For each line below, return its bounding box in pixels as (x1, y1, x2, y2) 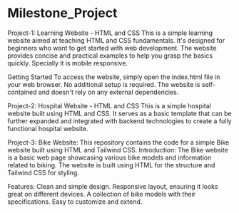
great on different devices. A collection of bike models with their (7, 189, 196, 198)
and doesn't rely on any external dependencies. (38, 88, 179, 96)
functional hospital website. (7, 124, 88, 133)
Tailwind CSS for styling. (7, 168, 80, 177)
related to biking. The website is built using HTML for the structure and (7, 160, 215, 169)
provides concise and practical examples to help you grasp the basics (7, 51, 213, 60)
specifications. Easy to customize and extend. (7, 197, 143, 206)
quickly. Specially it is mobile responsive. (7, 58, 128, 67)
